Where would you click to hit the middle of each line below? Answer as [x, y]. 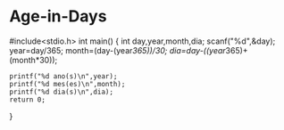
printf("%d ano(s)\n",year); [63, 76]
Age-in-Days [58, 16]
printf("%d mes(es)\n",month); [67, 84]
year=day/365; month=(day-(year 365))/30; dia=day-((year [117, 50]
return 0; [28, 100]
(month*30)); [33, 60]
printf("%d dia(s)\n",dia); [62, 92]
